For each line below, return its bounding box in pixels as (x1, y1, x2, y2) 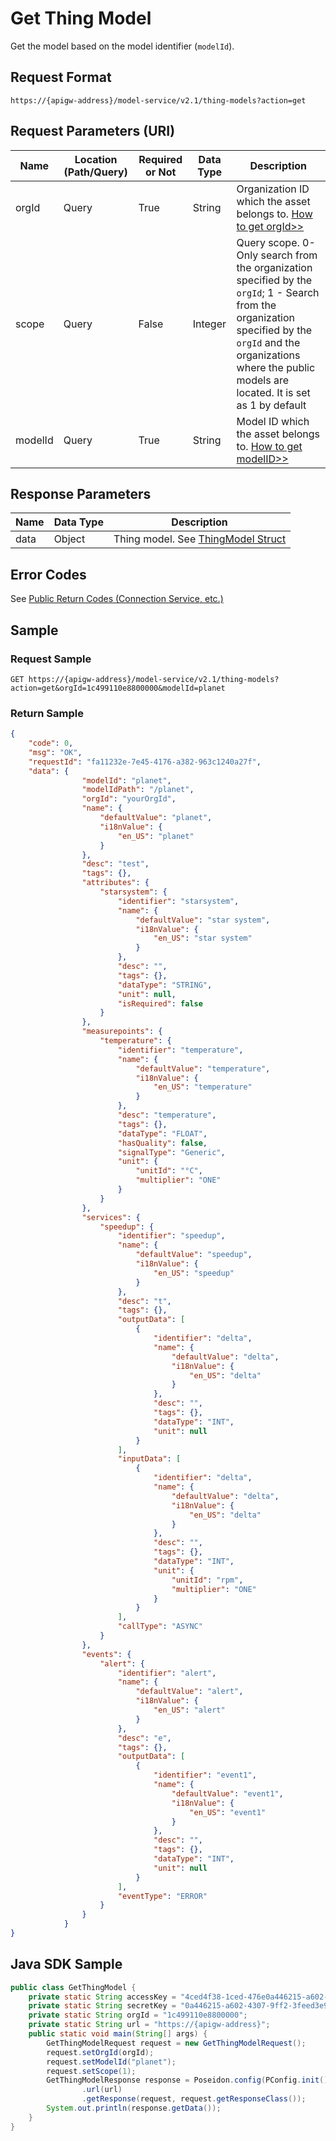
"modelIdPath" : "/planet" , (81, 785, 195, 795)
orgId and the (236, 335, 301, 349)
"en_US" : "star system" (153, 933, 253, 944)
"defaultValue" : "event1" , (171, 1788, 284, 1799)
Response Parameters (10, 485, 152, 502)
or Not (144, 165, 177, 179)
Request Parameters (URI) (10, 123, 176, 140)
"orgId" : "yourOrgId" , (81, 794, 177, 804)
